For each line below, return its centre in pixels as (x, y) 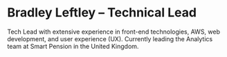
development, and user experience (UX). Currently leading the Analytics (110, 38)
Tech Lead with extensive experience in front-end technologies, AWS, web (113, 32)
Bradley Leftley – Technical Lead (102, 13)
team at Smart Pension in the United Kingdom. (73, 46)
